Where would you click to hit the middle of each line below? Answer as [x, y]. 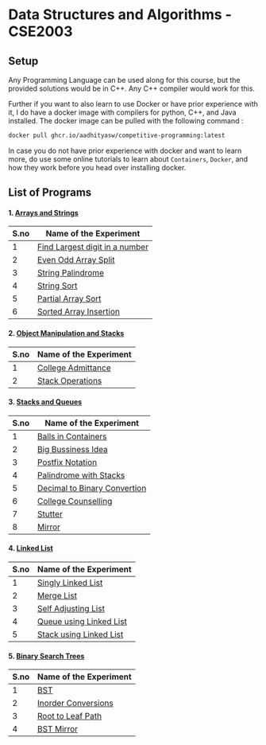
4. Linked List [31, 548]
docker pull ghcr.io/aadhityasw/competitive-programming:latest [117, 135]
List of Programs [50, 193]
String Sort [57, 286]
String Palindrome [71, 273]
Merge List [57, 596]
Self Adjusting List [71, 609]
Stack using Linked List [80, 634]
